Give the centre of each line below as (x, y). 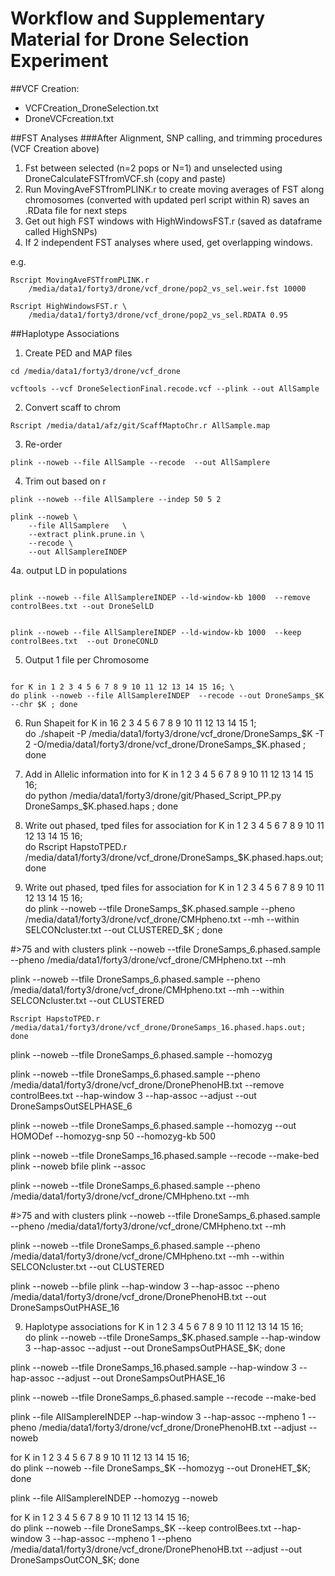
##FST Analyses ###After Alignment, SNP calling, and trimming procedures (166, 138)
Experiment (59, 61)
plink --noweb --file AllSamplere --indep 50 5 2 (116, 499)
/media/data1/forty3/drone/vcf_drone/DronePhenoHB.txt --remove (147, 1084)
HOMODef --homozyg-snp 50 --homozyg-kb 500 (113, 1136)
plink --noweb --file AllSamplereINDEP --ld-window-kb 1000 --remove (160, 597)
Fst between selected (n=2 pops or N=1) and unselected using (153, 168)
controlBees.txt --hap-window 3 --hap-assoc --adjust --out (133, 1095)
